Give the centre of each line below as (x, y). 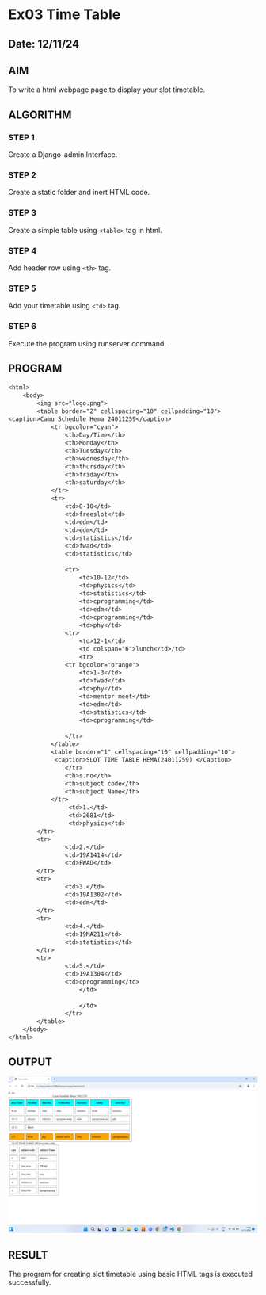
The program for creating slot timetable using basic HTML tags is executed (131, 1274)
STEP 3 (23, 213)
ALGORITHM (40, 115)
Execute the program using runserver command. (87, 343)
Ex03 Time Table (65, 15)
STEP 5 (23, 288)
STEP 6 (23, 327)
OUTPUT (30, 1062)
